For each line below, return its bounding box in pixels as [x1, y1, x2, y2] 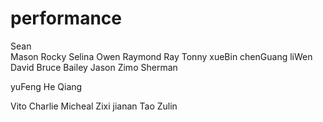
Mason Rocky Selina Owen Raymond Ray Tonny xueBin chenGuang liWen [10, 50, 313, 62]
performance [10, 7, 122, 30]
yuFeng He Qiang [10, 80, 83, 92]
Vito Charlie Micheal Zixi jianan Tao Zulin [10, 100, 178, 112]
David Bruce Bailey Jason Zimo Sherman [10, 61, 178, 73]
